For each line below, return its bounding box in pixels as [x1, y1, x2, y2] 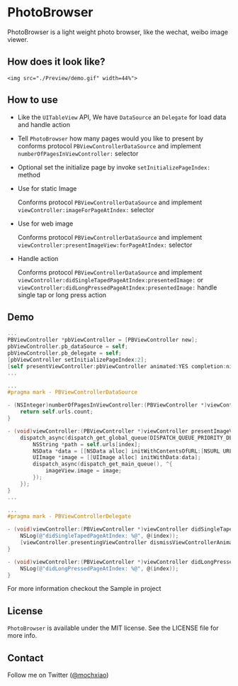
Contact [7, 652, 44, 664]
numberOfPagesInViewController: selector [17, 149, 139, 157]
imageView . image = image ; [45, 468, 122, 475]
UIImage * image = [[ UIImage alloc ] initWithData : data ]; [33, 454, 201, 461]
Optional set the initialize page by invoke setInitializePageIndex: [17, 162, 211, 171]
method [17, 170, 41, 179]
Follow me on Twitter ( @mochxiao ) [7, 671, 109, 679]
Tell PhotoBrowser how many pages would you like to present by [17, 134, 204, 143]
